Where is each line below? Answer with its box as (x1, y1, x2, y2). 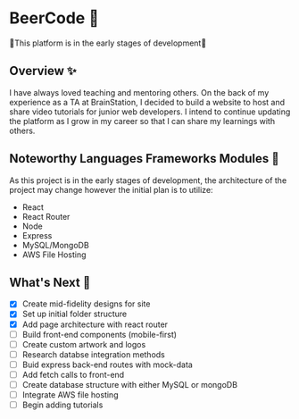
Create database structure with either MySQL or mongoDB (21, 379, 238, 390)
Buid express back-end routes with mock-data (21, 359, 194, 370)
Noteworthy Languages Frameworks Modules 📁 (9, 151, 279, 166)
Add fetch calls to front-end (21, 369, 125, 380)
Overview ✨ (9, 63, 78, 79)
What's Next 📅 (9, 274, 91, 289)
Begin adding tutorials (21, 399, 104, 410)
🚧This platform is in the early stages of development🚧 (9, 38, 207, 48)
